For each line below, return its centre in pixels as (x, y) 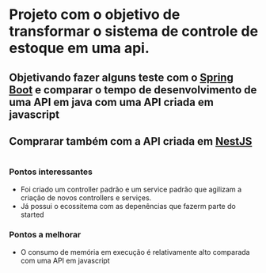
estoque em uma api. (79, 48)
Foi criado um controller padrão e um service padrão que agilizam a (131, 189)
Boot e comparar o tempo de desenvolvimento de (133, 90)
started (32, 214)
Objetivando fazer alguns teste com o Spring (122, 77)
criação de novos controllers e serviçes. (86, 197)
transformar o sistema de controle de (134, 31)
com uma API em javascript (65, 260)
